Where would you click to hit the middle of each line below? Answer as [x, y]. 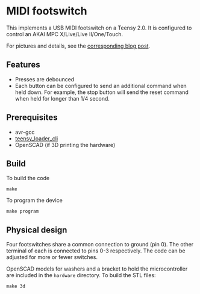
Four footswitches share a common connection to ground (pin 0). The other [100, 245]
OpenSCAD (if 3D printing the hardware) [65, 145]
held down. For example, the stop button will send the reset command [102, 92]
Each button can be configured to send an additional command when [101, 86]
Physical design [37, 230]
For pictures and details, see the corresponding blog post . [78, 46]
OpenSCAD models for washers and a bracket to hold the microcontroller [97, 269]
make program [23, 211]
